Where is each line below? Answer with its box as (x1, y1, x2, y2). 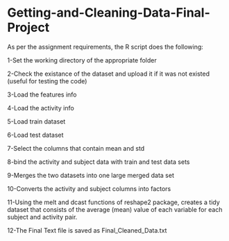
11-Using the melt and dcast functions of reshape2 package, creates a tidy (7, 198, 220, 206)
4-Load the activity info (7, 103, 74, 112)
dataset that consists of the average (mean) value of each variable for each (7, 205, 223, 213)
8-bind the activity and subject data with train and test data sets (7, 158, 190, 166)
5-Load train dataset (7, 117, 66, 126)
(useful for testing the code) (7, 76, 87, 85)
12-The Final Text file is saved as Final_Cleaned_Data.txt (7, 226, 167, 234)
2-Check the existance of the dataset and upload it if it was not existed (7, 69, 210, 78)
